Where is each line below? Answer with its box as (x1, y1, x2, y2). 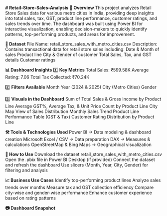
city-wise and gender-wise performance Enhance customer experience (5, 190, 152, 195)
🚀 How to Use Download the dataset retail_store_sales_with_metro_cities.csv (5, 151, 162, 157)
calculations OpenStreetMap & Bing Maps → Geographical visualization (5, 141, 152, 147)
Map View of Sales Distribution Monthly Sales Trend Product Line (5, 108, 140, 114)
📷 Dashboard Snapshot (5, 205, 56, 211)
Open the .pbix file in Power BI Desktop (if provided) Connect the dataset (5, 156, 156, 162)
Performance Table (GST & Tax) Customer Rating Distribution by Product (5, 114, 155, 119)
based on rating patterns (5, 195, 56, 201)
